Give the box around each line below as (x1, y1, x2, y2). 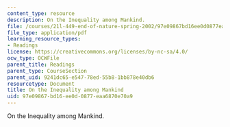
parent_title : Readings (7, 61, 75, 68)
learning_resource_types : (7, 36, 81, 43)
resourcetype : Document (7, 80, 75, 87)
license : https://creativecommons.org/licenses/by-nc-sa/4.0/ (7, 49, 188, 56)
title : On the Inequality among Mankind (7, 86, 125, 93)
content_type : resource (7, 10, 75, 17)
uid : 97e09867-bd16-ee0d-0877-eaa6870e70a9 (7, 93, 133, 100)
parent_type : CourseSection (7, 67, 88, 74)
